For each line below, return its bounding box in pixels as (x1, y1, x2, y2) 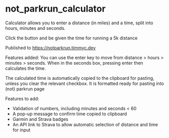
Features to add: (5, 96, 39, 102)
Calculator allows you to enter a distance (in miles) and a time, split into (5, 20, 153, 26)
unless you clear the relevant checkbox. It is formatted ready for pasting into (5, 80, 164, 86)
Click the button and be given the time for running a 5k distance (5, 35, 138, 41)
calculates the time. (5, 65, 46, 71)
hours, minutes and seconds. (5, 25, 66, 31)
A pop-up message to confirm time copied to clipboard (12, 111, 127, 117)
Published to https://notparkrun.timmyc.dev (5, 44, 96, 51)
